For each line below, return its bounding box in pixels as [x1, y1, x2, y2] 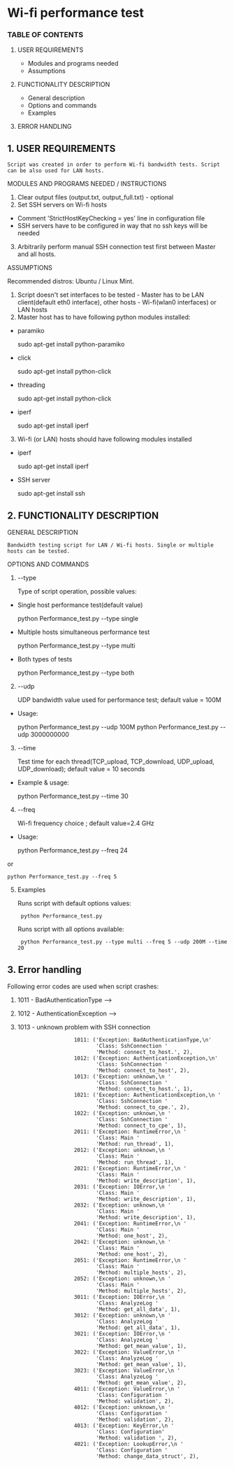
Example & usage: [17, 778, 70, 787]
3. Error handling [7, 964, 82, 976]
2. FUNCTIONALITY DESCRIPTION [7, 510, 159, 521]
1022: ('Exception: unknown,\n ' [73, 1109, 171, 1117]
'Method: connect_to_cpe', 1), [95, 1122, 187, 1129]
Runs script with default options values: [17, 899, 131, 908]
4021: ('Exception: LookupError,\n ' [73, 1440, 184, 1447]
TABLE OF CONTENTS [7, 30, 84, 40]
